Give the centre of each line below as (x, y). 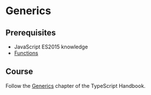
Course (19, 72)
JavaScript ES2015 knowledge (51, 47)
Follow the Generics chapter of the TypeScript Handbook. (75, 86)
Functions (26, 53)
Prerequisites (31, 33)
